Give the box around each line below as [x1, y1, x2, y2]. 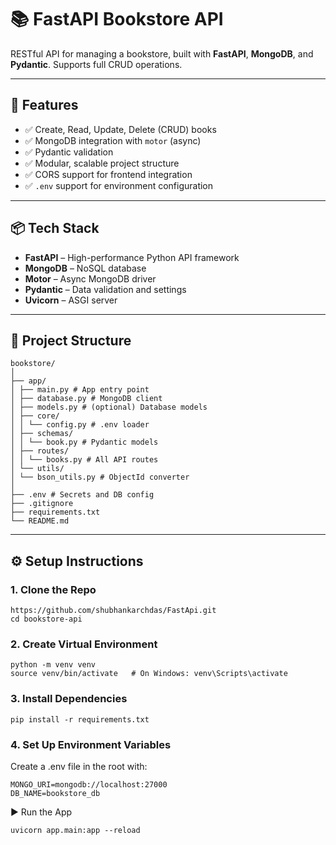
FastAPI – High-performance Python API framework [24, 251, 240, 263]
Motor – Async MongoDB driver [24, 272, 157, 285]
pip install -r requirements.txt [10, 714, 150, 725]
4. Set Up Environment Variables [10, 737, 172, 751]
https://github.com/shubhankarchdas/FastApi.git [10, 606, 217, 616]
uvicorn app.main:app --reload [10, 825, 141, 835]
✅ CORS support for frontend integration [24, 168, 193, 180]
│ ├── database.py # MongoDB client [10, 394, 163, 404]
